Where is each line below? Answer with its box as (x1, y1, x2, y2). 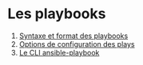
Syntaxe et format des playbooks (18, 31, 129, 40)
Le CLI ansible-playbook (18, 48, 100, 57)
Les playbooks (7, 5, 106, 23)
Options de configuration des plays (18, 39, 135, 48)
